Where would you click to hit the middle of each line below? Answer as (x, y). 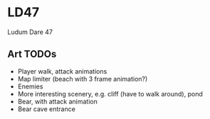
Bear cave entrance (47, 109)
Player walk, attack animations (62, 71)
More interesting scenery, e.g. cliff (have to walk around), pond (110, 93)
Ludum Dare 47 (30, 32)
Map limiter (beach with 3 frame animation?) (83, 79)
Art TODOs (32, 54)
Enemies (30, 86)
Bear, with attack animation (57, 101)
